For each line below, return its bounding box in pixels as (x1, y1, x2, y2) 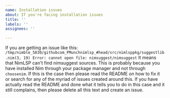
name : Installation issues (5, 7, 62, 13)
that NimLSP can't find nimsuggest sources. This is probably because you (5, 60, 160, 66)
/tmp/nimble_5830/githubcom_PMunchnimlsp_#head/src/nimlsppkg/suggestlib (5, 50, 165, 55)
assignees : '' (5, 26, 36, 31)
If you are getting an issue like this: (5, 45, 78, 51)
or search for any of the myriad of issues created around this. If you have (5, 76, 158, 82)
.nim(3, (5, 55, 22, 61)
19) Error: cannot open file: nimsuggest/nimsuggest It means (23, 54, 156, 61)
